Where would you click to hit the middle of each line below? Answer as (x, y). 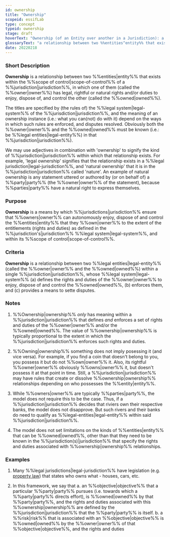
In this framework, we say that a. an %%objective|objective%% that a (85, 486)
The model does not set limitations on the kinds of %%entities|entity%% (88, 430)
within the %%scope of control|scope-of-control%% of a (65, 82)
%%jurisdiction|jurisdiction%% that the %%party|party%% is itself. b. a (88, 513)
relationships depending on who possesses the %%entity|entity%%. (84, 383)
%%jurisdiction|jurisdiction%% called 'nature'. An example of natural (77, 172)
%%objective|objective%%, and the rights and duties (68, 529)
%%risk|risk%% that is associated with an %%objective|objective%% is (88, 518)
